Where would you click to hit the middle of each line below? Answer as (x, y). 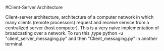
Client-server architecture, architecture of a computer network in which (79, 17)
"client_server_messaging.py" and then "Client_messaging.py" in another (81, 38)
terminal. (14, 44)
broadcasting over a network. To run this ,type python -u (64, 33)
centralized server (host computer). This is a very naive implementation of (82, 28)
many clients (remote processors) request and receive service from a (77, 22)
